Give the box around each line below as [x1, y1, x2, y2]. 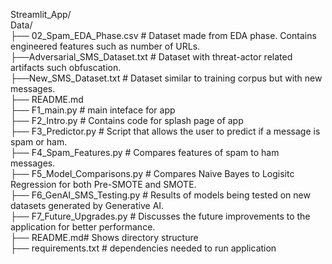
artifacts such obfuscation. [10, 62, 122, 73]
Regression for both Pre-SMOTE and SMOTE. [10, 179, 197, 190]
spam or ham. [10, 136, 68, 148]
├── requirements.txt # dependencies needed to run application [10, 242, 277, 254]
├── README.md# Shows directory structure [10, 232, 199, 243]
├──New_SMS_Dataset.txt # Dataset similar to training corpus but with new [10, 72, 323, 84]
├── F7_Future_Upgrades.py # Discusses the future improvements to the [10, 210, 311, 222]
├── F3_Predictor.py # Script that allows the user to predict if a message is [10, 125, 321, 137]
